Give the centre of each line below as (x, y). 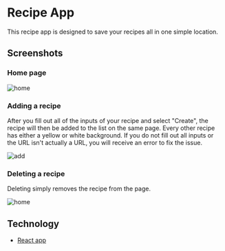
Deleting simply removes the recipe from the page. (79, 189)
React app (32, 240)
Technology (33, 224)
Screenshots (35, 53)
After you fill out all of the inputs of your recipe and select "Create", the (108, 120)
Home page (27, 73)
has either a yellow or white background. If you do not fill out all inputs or (110, 135)
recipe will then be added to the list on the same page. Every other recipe (111, 128)
